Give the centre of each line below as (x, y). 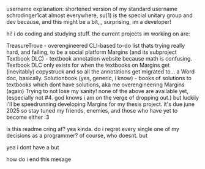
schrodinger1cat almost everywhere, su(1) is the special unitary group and (99, 15)
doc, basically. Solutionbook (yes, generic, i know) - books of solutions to (99, 78)
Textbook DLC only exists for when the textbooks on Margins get (88, 65)
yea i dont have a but (33, 147)
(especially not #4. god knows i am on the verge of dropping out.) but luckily (103, 98)
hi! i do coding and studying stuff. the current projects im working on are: (99, 34)
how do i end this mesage (39, 159)
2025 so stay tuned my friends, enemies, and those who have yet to (92, 111)
